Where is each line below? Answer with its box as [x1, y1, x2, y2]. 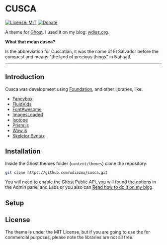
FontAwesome [12, 106, 42, 112]
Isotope [12, 117, 28, 122]
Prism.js [12, 122, 29, 128]
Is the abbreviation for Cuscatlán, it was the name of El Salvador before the [5, 48, 159, 54]
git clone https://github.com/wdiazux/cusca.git [5, 170, 108, 175]
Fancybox [12, 96, 33, 102]
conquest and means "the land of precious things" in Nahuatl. [5, 53, 132, 60]
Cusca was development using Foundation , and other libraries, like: [5, 86, 143, 92]
